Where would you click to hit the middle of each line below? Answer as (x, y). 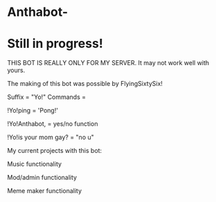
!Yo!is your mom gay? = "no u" (51, 137)
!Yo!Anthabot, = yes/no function (53, 124)
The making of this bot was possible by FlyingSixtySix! (85, 84)
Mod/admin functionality (42, 178)
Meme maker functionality (44, 191)
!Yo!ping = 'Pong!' (33, 111)
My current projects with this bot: (55, 151)
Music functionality (35, 164)
